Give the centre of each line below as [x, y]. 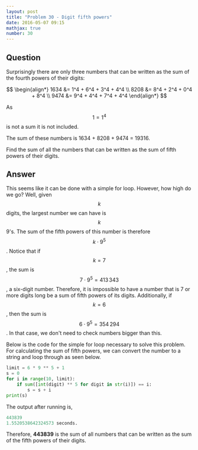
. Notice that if [23, 251]
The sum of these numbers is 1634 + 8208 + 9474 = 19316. [78, 138]
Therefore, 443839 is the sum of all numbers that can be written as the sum [99, 434]
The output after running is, [39, 407]
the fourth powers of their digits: [46, 78]
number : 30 [20, 34]
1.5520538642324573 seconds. [42, 423]
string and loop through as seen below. [54, 357]
